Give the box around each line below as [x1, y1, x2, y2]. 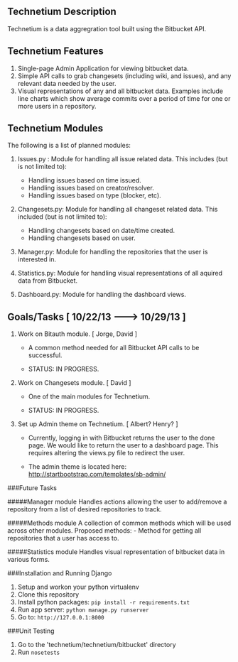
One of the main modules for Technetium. [28, 392, 151, 401]
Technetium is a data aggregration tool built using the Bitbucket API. [7, 24, 207, 33]
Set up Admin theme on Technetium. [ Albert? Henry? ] [17, 420, 179, 428]
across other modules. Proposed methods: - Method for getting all [7, 526, 202, 535]
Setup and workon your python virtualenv [17, 582, 140, 592]
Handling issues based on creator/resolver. [28, 184, 154, 192]
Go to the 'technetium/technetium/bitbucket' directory [17, 641, 176, 649]
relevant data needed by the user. [17, 79, 117, 87]
